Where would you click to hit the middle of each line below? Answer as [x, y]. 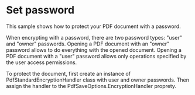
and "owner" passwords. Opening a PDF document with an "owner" [88, 44]
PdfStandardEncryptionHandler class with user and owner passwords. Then [97, 80]
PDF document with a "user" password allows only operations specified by [96, 56]
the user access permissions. [42, 62]
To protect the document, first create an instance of [68, 73]
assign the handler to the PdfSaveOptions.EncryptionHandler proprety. [91, 86]
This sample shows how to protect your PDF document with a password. [94, 26]
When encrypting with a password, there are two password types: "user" [94, 37]
